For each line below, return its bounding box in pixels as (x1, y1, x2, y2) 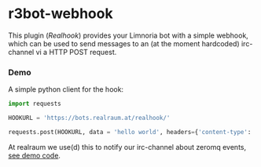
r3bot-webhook (8, 5, 113, 23)
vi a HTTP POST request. (35, 47, 117, 56)
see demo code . (8, 151, 61, 160)
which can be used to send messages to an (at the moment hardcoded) (8, 38, 240, 48)
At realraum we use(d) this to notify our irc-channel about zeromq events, (8, 142, 246, 151)
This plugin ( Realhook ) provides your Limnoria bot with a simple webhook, (8, 31, 249, 40)
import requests (8, 100, 61, 108)
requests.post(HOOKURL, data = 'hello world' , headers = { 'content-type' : (8, 128, 252, 136)
